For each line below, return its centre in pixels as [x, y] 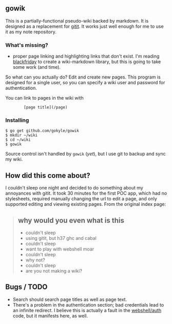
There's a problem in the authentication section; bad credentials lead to [88, 304]
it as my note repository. [31, 32]
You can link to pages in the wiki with [44, 98]
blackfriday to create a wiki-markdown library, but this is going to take [87, 62]
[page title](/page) [46, 107]
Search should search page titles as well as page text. [70, 299]
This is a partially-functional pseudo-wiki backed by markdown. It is [77, 21]
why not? [35, 260]
